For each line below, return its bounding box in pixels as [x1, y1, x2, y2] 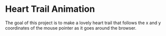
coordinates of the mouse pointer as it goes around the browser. [5, 25, 137, 31]
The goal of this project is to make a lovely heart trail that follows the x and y [5, 20, 161, 26]
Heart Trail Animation [5, 3, 95, 15]
